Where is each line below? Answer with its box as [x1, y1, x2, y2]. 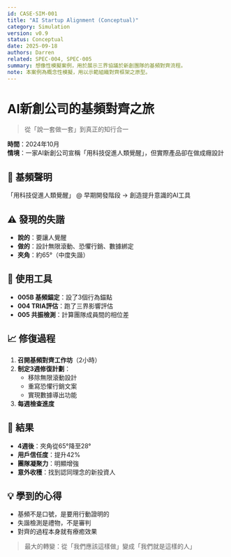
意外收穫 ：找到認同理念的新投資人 [17, 468, 116, 476]
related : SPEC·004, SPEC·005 [7, 56, 92, 63]
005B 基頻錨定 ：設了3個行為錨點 [17, 292, 113, 301]
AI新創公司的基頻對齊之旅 [7, 101, 155, 117]
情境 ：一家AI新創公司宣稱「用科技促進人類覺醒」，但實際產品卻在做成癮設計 [7, 149, 225, 157]
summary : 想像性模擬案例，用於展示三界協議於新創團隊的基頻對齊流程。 [7, 62, 186, 69]
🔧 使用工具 [7, 273, 52, 285]
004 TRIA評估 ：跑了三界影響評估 [17, 302, 114, 310]
